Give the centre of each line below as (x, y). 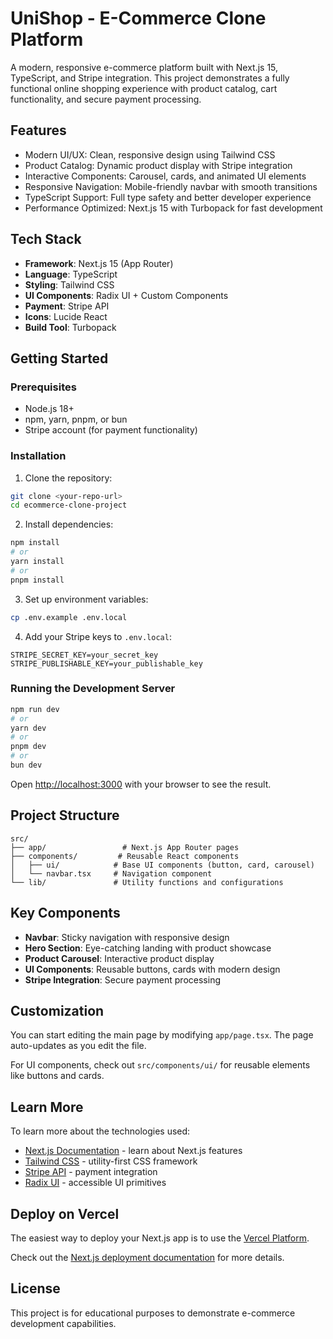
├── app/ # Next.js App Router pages (125, 847)
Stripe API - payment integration (91, 1172)
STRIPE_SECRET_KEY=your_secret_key (84, 655)
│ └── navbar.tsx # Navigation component (111, 873)
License (35, 1288)
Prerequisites (43, 387)
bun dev (26, 765)
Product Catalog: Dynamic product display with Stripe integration (158, 165)
